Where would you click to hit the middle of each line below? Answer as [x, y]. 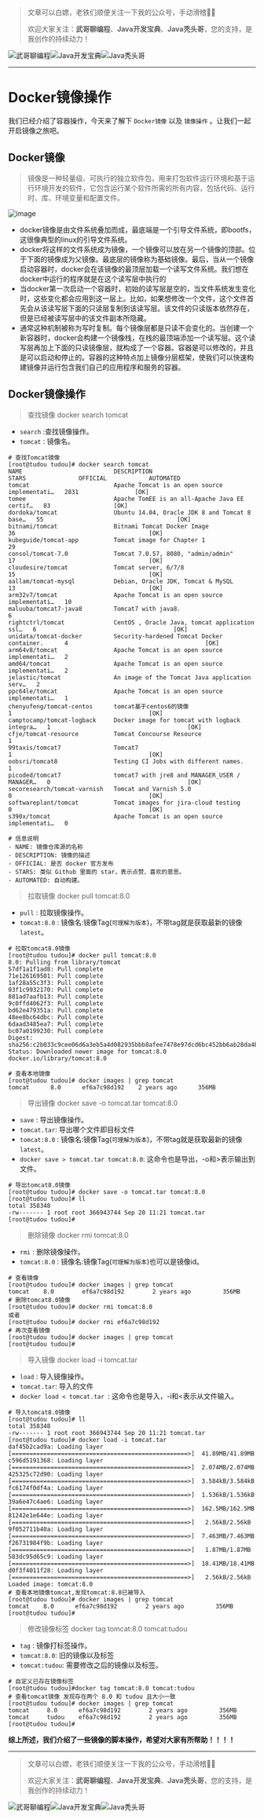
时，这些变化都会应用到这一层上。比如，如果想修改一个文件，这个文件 [133, 298]
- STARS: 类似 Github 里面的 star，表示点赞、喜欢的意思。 [97, 872]
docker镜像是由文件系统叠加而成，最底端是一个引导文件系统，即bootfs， [137, 229]
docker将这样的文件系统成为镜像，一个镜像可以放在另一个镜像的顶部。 [134, 249]
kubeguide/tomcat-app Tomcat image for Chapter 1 [107, 540]
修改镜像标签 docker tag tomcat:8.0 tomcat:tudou [107, 1628]
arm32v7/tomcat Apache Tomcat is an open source [115, 595]
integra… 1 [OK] [105, 727]
